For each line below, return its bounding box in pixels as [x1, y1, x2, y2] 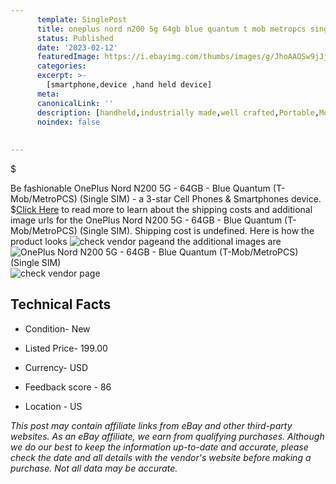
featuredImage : [36, 52, 101, 62]
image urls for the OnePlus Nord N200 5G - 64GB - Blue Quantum [10, 214, 283, 226]
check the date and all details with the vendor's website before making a [10, 451, 312, 463]
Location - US [24, 400, 83, 412]
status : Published [36, 33, 114, 43]
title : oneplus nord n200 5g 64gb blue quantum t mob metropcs [36, 24, 307, 34]
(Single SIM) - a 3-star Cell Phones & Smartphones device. [79, 193, 322, 205]
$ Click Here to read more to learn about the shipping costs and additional [10, 204, 313, 215]
